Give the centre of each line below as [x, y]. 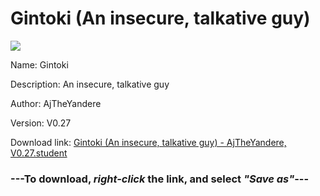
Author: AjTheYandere [56, 103]
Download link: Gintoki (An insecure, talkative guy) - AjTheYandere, [148, 142]
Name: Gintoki [39, 64]
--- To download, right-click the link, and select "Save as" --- [160, 179]
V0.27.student [39, 153]
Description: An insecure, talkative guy [90, 84]
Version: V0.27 [41, 123]
